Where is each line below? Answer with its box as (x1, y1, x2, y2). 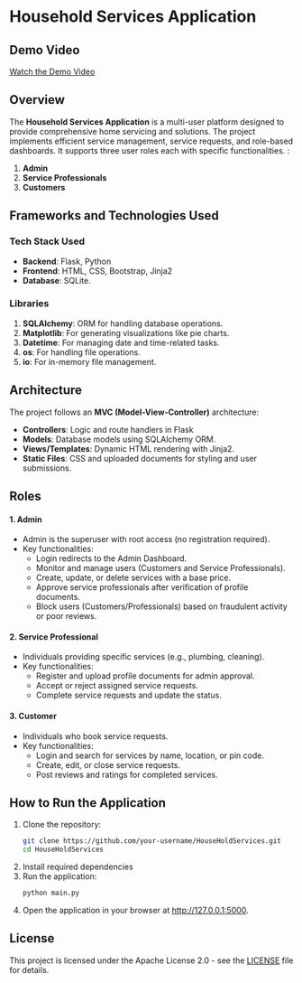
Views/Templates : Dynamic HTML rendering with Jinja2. (22, 443, 235, 454)
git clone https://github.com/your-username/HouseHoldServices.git (22, 837, 281, 846)
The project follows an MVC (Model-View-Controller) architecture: (9, 407, 260, 417)
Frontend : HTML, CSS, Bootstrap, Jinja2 (22, 265, 173, 276)
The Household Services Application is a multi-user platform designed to (9, 116, 285, 127)
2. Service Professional (9, 631, 99, 642)
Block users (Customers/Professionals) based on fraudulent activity (35, 601, 288, 612)
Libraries (9, 297, 50, 310)
